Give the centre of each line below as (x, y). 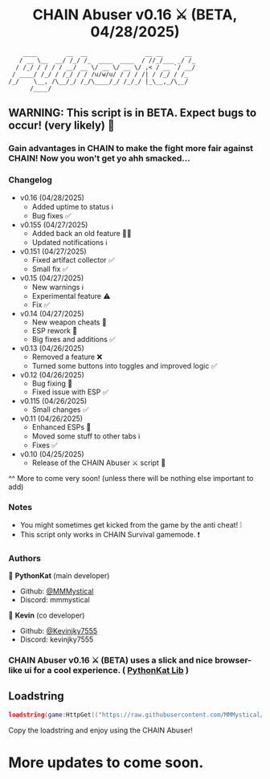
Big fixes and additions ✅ (74, 339)
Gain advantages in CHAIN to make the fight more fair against (131, 149)
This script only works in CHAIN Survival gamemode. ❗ (110, 534)
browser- (233, 660)
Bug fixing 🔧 (52, 383)
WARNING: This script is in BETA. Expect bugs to (133, 113)
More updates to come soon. (106, 763)
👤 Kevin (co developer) (47, 615)
